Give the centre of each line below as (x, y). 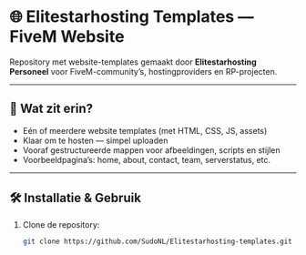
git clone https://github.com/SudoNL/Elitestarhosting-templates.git (158, 241)
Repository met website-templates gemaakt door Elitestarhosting (133, 62)
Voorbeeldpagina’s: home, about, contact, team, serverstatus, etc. (147, 159)
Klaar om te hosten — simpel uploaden (95, 140)
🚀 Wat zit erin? (51, 109)
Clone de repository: (61, 224)
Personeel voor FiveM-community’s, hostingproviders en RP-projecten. (143, 71)
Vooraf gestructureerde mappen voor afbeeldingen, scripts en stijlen (151, 150)
